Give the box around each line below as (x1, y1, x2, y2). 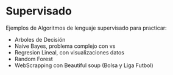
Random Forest (14, 55, 53, 62)
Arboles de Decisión (14, 36, 66, 43)
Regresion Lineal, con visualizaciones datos (14, 48, 125, 56)
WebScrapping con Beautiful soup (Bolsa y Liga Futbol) (14, 62, 154, 69)
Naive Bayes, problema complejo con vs (14, 42, 116, 50)
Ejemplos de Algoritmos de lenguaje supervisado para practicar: (5, 24, 167, 31)
